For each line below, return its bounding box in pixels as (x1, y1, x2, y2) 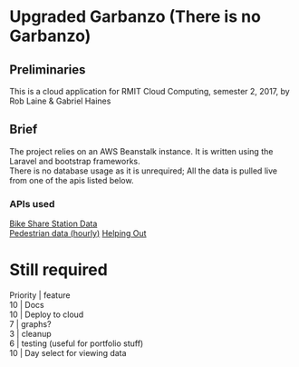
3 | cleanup (9, 329, 52, 340)
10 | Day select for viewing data (9, 348, 127, 359)
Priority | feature (9, 290, 71, 301)
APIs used (9, 197, 55, 210)
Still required (9, 260, 109, 281)
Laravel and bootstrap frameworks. (9, 155, 140, 166)
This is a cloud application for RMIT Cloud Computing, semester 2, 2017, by (9, 86, 290, 96)
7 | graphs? (9, 319, 52, 330)
